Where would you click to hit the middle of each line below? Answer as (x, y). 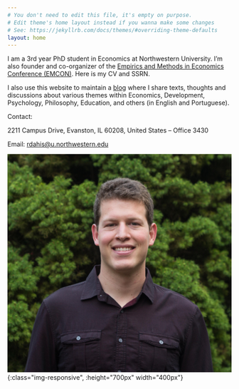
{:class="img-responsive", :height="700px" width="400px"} (95, 377)
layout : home (27, 38)
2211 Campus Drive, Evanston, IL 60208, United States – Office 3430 (108, 130)
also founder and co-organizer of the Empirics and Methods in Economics (116, 66)
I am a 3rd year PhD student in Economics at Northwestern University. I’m (115, 59)
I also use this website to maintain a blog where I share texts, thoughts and (117, 88)
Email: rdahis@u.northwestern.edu (58, 144)
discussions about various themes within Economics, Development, (106, 95)
